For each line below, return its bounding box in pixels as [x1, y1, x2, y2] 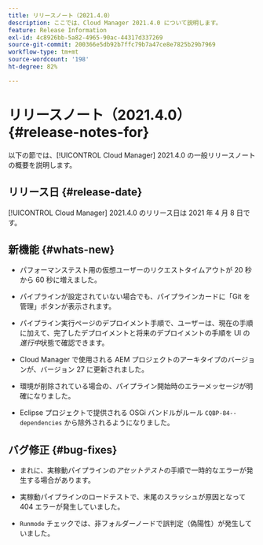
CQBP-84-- [205, 410, 237, 417]
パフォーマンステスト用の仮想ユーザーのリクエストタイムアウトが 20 [19, 265, 243, 275]
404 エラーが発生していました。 [19, 502, 125, 512]
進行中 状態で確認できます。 [19, 338, 109, 347]
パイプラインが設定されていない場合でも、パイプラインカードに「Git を [19, 292, 251, 302]
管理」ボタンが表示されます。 [19, 302, 116, 311]
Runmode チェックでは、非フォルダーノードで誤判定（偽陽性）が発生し [19, 519, 246, 528]
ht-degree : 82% [8, 63, 58, 71]
